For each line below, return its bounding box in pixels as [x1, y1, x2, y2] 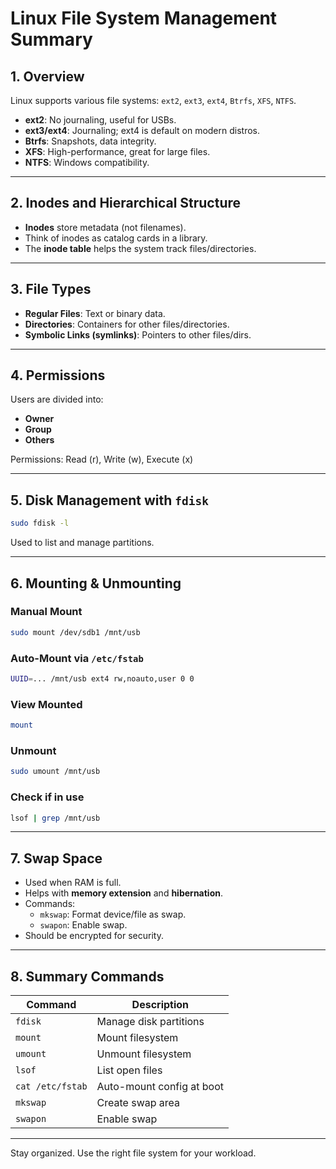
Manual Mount [10, 605, 83, 619]
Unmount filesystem [96, 1047, 192, 1061]
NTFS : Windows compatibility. [24, 157, 150, 168]
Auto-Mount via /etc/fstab [10, 651, 144, 665]
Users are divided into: [10, 393, 104, 406]
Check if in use [10, 790, 85, 804]
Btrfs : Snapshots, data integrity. [24, 135, 157, 147]
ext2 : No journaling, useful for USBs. [24, 114, 177, 126]
